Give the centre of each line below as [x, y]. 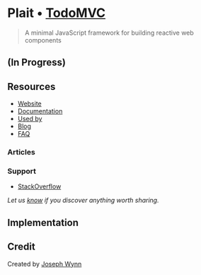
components [43, 40]
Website [30, 103]
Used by [30, 119]
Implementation [43, 222]
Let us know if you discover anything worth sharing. [83, 201]
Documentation [40, 111]
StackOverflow [39, 186]
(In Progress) [36, 63]
